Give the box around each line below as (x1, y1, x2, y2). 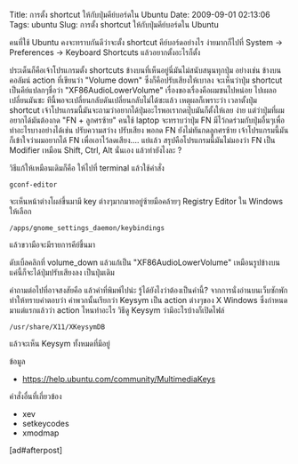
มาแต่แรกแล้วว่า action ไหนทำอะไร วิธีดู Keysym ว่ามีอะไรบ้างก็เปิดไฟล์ (9, 305, 225, 316)
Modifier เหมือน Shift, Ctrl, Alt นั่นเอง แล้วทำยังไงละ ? (9, 145, 182, 156)
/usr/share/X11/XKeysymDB (9, 323, 105, 332)
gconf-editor (9, 180, 58, 189)
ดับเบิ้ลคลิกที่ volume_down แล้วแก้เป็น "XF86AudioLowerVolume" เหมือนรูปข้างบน (9, 257, 280, 268)
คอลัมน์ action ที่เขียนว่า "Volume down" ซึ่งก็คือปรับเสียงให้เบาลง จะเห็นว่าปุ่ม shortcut (9, 75, 283, 85)
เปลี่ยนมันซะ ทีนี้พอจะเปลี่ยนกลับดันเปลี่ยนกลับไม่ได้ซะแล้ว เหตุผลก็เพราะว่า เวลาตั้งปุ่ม (9, 95, 258, 105)
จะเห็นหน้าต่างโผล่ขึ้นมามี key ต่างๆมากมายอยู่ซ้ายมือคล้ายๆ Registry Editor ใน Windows (9, 196, 283, 206)
